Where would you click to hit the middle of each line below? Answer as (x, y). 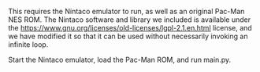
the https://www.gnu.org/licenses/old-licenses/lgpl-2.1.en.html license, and (130, 28)
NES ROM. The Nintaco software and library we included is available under (130, 20)
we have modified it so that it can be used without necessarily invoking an (128, 36)
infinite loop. (28, 45)
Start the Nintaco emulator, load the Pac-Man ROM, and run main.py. (120, 59)
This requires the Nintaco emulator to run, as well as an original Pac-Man (126, 11)
